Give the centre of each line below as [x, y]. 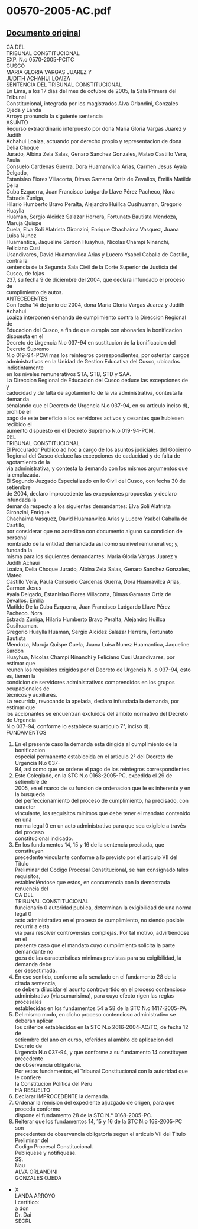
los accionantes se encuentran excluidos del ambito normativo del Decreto [97, 714]
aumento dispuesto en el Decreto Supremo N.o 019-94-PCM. [81, 431]
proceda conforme [38, 1109]
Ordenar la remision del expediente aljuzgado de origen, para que [95, 1103]
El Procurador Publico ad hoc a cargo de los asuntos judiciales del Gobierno [99, 449]
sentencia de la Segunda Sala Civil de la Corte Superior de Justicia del [92, 267]
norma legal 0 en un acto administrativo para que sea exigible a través [100, 826]
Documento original [43, 33]
